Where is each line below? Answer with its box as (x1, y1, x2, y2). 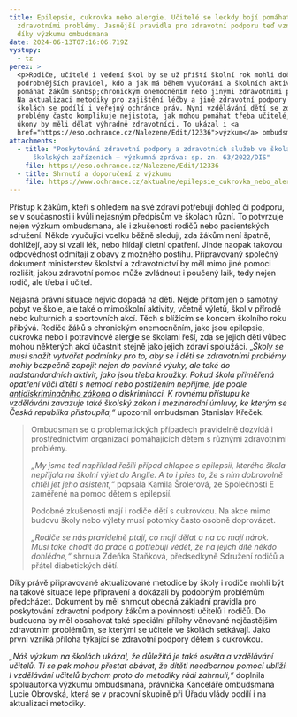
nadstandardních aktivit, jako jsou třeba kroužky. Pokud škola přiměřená (9, 369, 275, 381)
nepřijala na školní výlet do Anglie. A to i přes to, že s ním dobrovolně (30, 470, 284, 481)
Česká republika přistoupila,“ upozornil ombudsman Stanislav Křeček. (9, 407, 264, 418)
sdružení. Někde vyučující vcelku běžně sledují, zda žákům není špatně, (9, 230, 271, 241)
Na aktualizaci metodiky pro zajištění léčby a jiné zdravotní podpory (17, 95, 287, 104)
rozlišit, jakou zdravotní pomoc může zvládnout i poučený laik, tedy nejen (9, 267, 277, 279)
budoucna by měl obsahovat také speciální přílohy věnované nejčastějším (9, 615, 278, 626)
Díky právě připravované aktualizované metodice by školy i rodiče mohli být (9, 577, 285, 589)
